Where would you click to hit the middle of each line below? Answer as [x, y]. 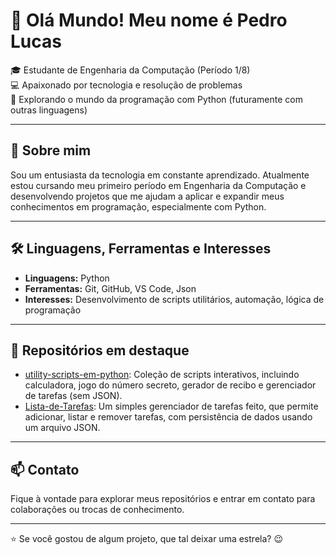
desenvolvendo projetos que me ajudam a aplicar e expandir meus [147, 196]
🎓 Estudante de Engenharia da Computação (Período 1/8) [130, 70]
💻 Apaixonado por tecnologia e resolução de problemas [126, 85]
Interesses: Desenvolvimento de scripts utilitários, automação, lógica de [174, 299]
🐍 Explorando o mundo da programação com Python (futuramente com [156, 99]
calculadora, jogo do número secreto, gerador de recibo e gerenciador [170, 385]
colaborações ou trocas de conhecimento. [97, 510]
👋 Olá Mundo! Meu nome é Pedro [149, 20]
